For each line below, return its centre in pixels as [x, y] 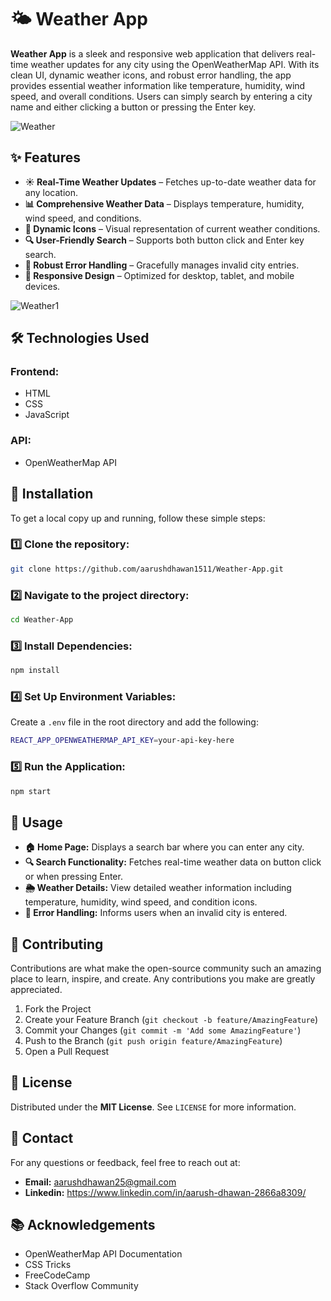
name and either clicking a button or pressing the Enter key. [133, 107]
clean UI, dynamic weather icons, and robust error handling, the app [151, 75]
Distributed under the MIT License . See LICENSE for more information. [153, 1107]
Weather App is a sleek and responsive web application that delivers [152, 53]
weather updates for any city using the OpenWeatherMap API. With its [175, 64]
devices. [42, 286]
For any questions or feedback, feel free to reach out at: [125, 1162]
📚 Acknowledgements [83, 1225]
